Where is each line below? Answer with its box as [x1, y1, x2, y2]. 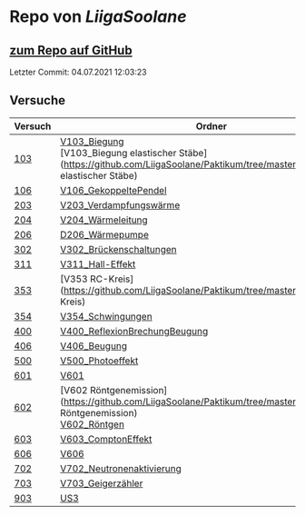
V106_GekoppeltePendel [60, 184, 167, 196]
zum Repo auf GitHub [9, 43, 133, 58]
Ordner [195, 120, 228, 133]
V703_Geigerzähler [60, 477, 143, 490]
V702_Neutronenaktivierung [60, 461, 182, 474]
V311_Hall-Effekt [60, 257, 136, 270]
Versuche [9, 93, 66, 108]
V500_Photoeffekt [60, 354, 139, 367]
